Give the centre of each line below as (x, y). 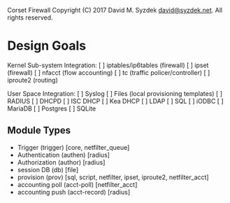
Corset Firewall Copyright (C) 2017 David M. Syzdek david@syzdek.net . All (115, 10)
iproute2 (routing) (33, 80)
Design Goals (46, 46)
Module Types (39, 131)
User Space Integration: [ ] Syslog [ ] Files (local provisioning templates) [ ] (115, 93)
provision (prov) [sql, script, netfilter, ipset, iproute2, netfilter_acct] (113, 177)
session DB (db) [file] (48, 169)
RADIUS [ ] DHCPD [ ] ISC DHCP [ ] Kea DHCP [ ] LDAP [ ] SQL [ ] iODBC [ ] (115, 101)
